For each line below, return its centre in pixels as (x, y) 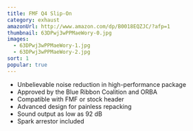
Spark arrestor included (50, 121)
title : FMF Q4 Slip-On (39, 13)
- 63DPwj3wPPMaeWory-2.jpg (52, 52)
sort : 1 (18, 59)
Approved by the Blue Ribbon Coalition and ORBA (87, 92)
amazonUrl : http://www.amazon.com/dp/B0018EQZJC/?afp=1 (89, 26)
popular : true (27, 65)
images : (18, 39)
